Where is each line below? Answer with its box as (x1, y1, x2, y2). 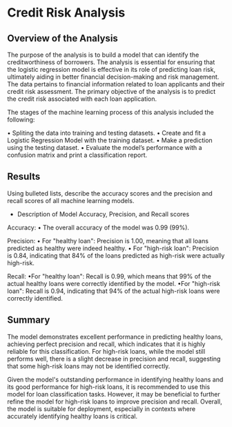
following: (7, 115, 35, 124)
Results (7, 171, 41, 182)
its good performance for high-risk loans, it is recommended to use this (7, 382, 211, 391)
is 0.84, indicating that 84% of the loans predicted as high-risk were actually (7, 251, 225, 260)
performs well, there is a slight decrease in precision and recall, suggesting (7, 354, 221, 363)
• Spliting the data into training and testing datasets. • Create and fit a (7, 129, 206, 137)
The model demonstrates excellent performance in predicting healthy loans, (7, 332, 223, 341)
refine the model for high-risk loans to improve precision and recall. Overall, (7, 397, 222, 406)
